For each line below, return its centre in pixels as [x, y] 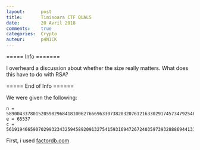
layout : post [29, 12]
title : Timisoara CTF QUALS [49, 17]
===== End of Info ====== [40, 86]
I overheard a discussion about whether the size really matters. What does [97, 68]
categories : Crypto [32, 34]
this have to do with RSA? [37, 74]
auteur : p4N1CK [32, 39]
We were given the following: [42, 97]
